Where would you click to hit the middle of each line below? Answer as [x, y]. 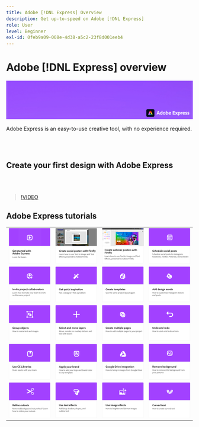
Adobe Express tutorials [52, 216]
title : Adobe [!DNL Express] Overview [54, 12]
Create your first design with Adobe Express [90, 165]
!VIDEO [29, 197]
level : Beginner [26, 31]
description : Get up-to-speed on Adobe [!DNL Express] [75, 19]
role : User [20, 25]
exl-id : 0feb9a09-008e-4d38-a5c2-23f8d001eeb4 [65, 38]
